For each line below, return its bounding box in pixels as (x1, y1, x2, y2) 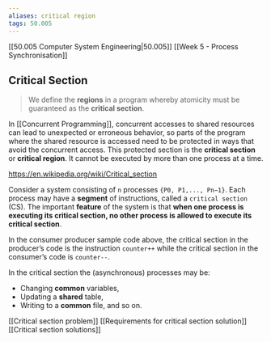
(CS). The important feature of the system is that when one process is (8, 202, 244, 212)
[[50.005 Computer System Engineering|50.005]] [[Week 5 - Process (8, 41, 239, 51)
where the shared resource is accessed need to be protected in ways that (8, 137, 255, 146)
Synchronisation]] (8, 50, 68, 60)
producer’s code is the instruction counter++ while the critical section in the (8, 243, 259, 253)
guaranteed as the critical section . (28, 103, 145, 113)
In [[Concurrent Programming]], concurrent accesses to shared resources (8, 119, 255, 129)
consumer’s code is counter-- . (8, 252, 111, 262)
